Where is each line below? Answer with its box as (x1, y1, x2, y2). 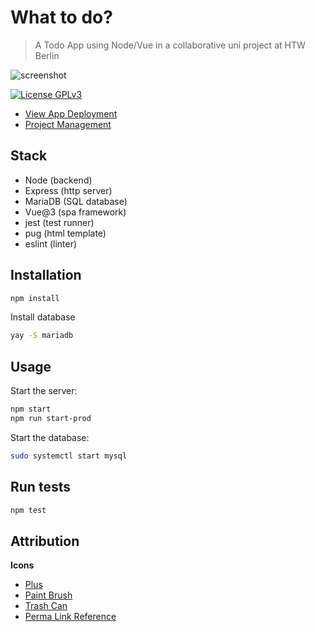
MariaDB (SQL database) (24, 195, 128, 207)
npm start (10, 404, 52, 415)
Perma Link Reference (24, 611, 117, 623)
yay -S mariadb (10, 331, 74, 341)
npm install (10, 293, 60, 303)
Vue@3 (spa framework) (24, 206, 127, 218)
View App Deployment (24, 107, 118, 120)
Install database (10, 311, 76, 323)
